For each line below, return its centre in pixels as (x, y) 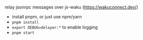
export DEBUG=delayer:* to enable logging (55, 27)
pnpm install (25, 22)
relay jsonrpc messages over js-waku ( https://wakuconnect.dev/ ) (71, 7)
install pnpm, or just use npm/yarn (47, 17)
